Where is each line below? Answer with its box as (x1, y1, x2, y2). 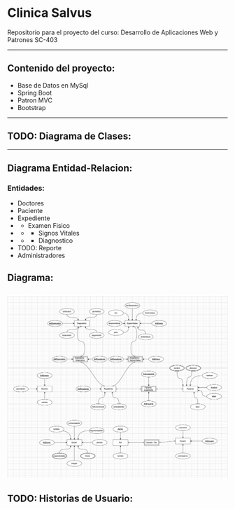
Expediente (17, 214, 50, 222)
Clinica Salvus (7, 5, 92, 21)
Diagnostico (38, 236, 73, 245)
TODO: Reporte (17, 244, 62, 252)
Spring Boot (17, 88, 52, 97)
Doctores (17, 199, 44, 208)
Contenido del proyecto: (7, 62, 115, 74)
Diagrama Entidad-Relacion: (7, 162, 133, 174)
